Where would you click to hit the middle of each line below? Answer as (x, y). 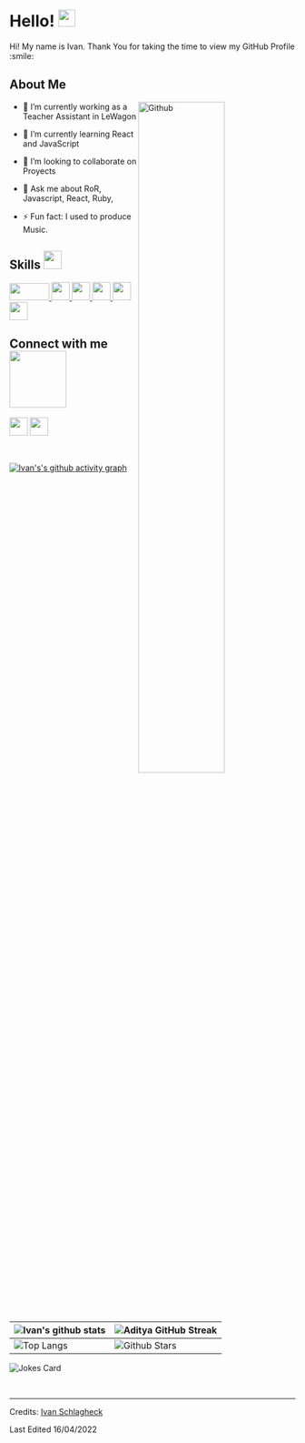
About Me (38, 85)
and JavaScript (51, 143)
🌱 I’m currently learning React (78, 134)
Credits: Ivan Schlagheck (56, 1411)
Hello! (32, 21)
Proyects (39, 171)
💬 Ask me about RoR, (62, 188)
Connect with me (59, 343)
